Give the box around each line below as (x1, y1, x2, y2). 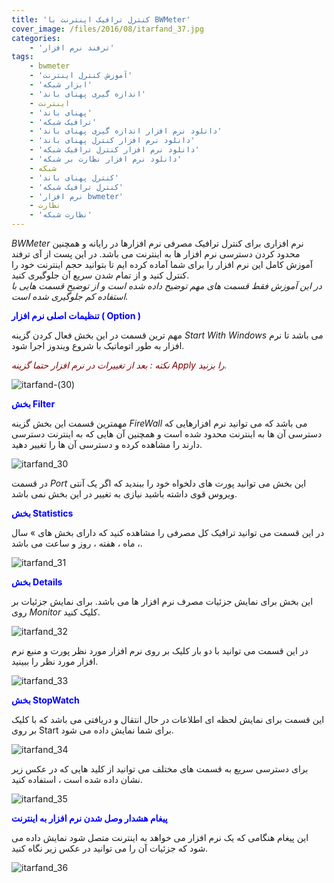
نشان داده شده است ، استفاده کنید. (11, 774, 143, 785)
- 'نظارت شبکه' (29, 210, 93, 220)
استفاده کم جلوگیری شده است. (11, 291, 129, 302)
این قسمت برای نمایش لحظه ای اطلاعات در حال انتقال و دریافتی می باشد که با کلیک (11, 714, 325, 725)
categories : (11, 33, 61, 43)
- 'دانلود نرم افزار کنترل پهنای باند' (29, 136, 196, 146)
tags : (11, 52, 34, 62)
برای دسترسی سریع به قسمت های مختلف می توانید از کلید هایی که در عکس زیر (11, 763, 309, 775)
